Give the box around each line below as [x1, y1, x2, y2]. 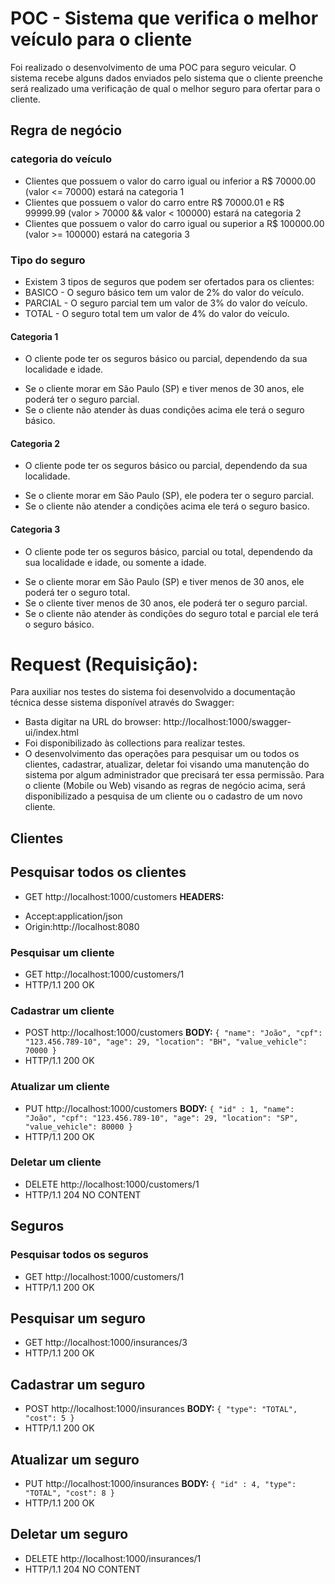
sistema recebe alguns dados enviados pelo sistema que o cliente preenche [10, 72, 323, 84]
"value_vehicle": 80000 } [24, 1122, 133, 1132]
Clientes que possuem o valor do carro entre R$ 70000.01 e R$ [24, 196, 285, 208]
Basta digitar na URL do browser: [24, 716, 162, 728]
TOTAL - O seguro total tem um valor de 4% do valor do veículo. [24, 307, 290, 319]
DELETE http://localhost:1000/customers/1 [24, 1178, 200, 1190]
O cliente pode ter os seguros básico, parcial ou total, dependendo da [24, 545, 313, 557]
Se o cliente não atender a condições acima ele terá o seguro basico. [24, 500, 310, 512]
